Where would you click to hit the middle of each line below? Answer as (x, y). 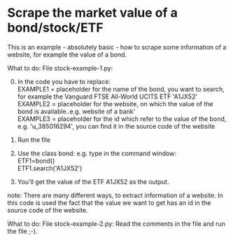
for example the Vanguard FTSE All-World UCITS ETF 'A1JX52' (107, 97)
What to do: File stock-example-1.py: (60, 68)
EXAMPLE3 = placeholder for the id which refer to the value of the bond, (122, 119)
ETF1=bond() (36, 161)
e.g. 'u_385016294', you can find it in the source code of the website (116, 126)
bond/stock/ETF (55, 28)
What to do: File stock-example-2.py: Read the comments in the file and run (116, 223)
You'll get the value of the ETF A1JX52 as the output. (93, 181)
